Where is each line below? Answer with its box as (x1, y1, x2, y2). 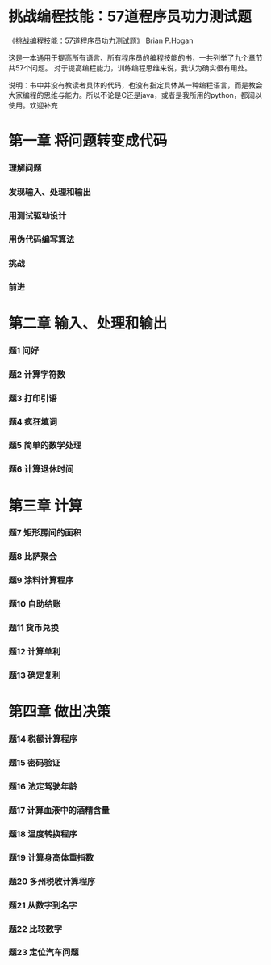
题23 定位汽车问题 (8, 947, 79, 959)
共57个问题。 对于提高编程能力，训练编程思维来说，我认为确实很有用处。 (8, 62, 252, 73)
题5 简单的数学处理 (8, 440, 82, 451)
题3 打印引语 (8, 392, 58, 404)
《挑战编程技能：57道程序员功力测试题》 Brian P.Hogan (8, 36, 194, 45)
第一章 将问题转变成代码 (8, 132, 168, 150)
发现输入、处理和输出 (8, 186, 91, 197)
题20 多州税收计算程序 (8, 875, 96, 887)
